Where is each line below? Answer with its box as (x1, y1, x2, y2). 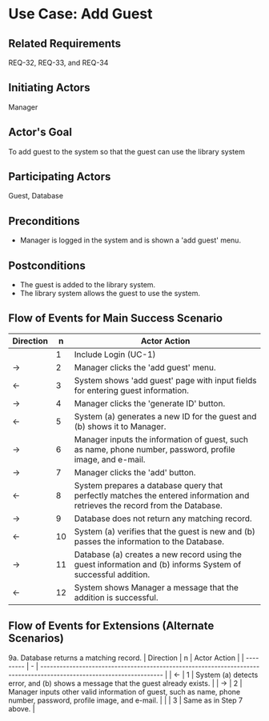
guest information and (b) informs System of (74, 559, 242, 570)
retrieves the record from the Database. (74, 499, 223, 511)
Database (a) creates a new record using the (74, 549, 243, 560)
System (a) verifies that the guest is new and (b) (74, 526, 256, 537)
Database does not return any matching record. (74, 513, 252, 524)
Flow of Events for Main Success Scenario (8, 311, 223, 325)
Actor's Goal (8, 126, 72, 139)
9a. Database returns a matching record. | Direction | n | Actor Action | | (8, 653, 244, 663)
